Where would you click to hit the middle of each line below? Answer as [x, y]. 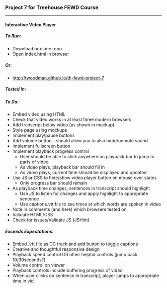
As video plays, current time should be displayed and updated [83, 173]
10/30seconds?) [29, 260]
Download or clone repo [37, 48]
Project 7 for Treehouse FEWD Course [52, 7]
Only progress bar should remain [53, 183]
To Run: [13, 36]
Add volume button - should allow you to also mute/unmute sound [80, 141]
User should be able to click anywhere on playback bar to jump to [87, 157]
